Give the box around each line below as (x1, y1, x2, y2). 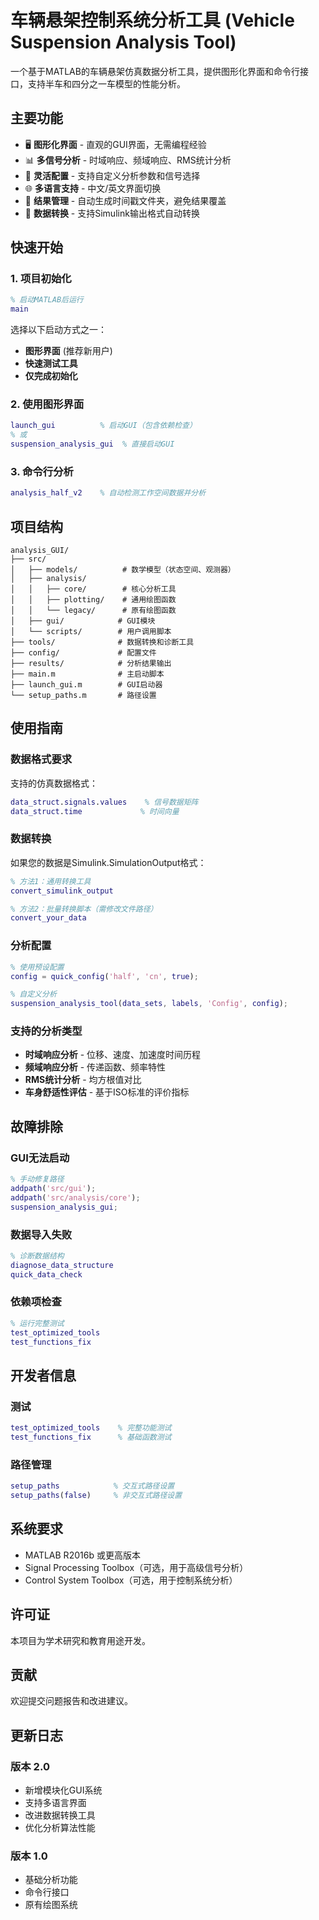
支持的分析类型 (10, 1024, 83, 1038)
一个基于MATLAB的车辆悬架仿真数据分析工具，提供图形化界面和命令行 (10, 65, 300, 77)
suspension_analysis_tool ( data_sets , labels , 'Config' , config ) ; (10, 999, 288, 1009)
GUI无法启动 (10, 1151, 70, 1165)
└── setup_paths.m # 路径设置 (10, 691, 157, 701)
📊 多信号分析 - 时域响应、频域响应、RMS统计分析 (24, 154, 232, 166)
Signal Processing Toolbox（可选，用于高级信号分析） (24, 1561, 249, 1573)
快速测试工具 (24, 357, 78, 370)
